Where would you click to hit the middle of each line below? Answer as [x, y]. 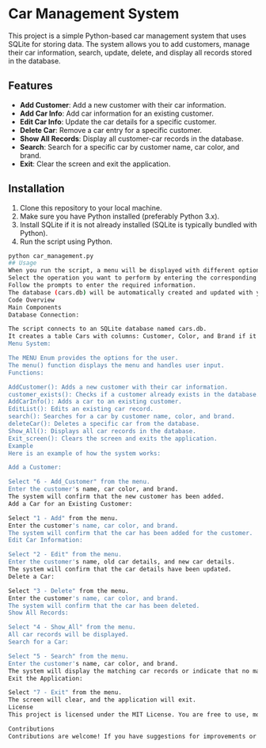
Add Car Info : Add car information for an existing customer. [116, 113]
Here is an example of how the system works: [84, 453]
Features [30, 86]
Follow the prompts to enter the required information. [102, 286]
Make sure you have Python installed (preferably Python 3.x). [120, 216]
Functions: [26, 373]
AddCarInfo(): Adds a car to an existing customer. [95, 402]
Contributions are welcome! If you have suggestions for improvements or [133, 736]
